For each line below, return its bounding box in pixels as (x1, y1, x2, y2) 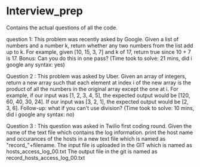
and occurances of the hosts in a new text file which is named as (6, 135, 166, 142)
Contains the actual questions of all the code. (6, 24, 118, 31)
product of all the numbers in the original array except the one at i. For (6, 85, 179, 92)
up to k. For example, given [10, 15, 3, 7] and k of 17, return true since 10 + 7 (6, 48, 191, 55)
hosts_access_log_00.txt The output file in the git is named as (6, 148, 158, 155)
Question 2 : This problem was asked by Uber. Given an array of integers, (6, 72, 187, 80)
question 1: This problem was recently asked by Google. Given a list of (6, 35, 179, 42)
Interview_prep (6, 4, 84, 18)
